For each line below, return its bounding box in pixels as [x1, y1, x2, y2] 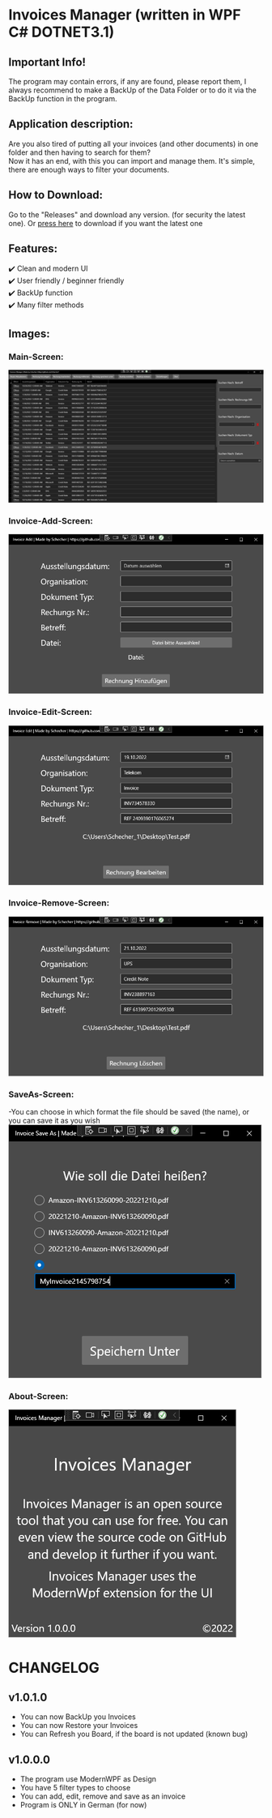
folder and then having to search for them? [8, 148, 151, 157]
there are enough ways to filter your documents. [8, 165, 170, 174]
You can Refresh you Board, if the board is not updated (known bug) [19, 1729, 249, 1739]
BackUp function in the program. [8, 94, 117, 103]
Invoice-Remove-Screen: [8, 897, 110, 909]
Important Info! [8, 55, 87, 69]
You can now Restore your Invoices [19, 1721, 138, 1730]
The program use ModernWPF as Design [19, 1774, 156, 1784]
